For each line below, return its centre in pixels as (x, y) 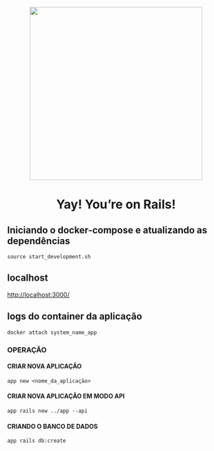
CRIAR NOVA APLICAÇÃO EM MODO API (66, 396)
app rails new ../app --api (48, 411)
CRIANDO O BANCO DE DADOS (52, 426)
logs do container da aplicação (75, 316)
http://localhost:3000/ (39, 294)
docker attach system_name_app (52, 333)
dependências (39, 241)
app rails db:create (37, 441)
